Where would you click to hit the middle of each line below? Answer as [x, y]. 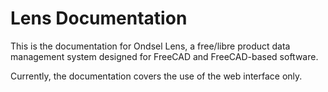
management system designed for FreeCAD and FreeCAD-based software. [164, 56]
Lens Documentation [99, 18]
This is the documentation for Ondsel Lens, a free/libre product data [150, 46]
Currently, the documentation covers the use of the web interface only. [156, 76]
